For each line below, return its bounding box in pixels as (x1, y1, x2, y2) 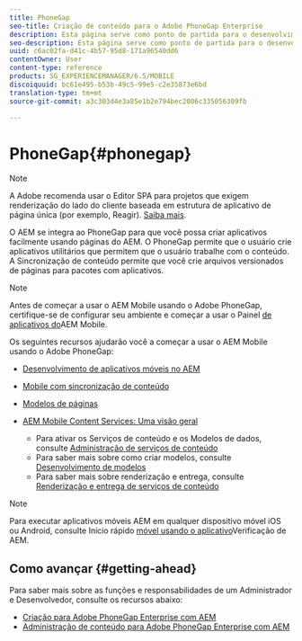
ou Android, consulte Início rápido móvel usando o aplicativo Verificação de (9, 525, 287, 536)
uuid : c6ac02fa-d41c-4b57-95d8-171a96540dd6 (9, 47, 179, 56)
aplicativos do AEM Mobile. (9, 319, 108, 330)
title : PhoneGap (9, 13, 70, 22)
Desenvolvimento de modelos (35, 462, 147, 473)
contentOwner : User (9, 55, 83, 64)
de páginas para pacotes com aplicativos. (9, 265, 164, 276)
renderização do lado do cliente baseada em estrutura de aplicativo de (9, 200, 271, 211)
